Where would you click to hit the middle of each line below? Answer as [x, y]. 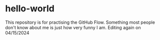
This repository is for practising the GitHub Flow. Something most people [80, 22]
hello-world [30, 9]
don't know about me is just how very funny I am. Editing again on [73, 27]
